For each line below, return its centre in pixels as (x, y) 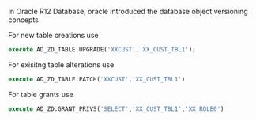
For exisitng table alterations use (61, 64)
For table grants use (41, 94)
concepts (24, 20)
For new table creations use (53, 35)
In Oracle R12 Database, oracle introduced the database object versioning (128, 11)
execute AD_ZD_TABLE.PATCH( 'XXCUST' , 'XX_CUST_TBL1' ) (97, 79)
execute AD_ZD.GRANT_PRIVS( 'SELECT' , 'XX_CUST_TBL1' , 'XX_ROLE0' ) (116, 109)
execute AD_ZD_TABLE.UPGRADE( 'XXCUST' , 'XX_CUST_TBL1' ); (102, 50)
